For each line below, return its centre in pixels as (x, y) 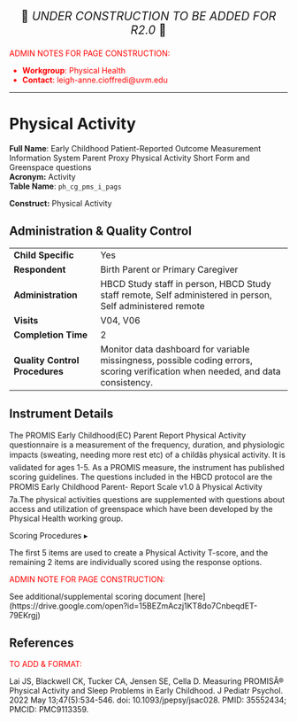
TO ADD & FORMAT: (46, 664)
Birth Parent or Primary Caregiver (169, 269)
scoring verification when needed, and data (190, 371)
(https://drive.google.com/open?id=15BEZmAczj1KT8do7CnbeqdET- (133, 606)
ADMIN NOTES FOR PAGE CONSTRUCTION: (90, 53)
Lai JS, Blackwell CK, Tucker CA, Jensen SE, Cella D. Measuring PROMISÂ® (147, 681)
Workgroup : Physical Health (74, 70)
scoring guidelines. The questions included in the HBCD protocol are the (141, 477)
